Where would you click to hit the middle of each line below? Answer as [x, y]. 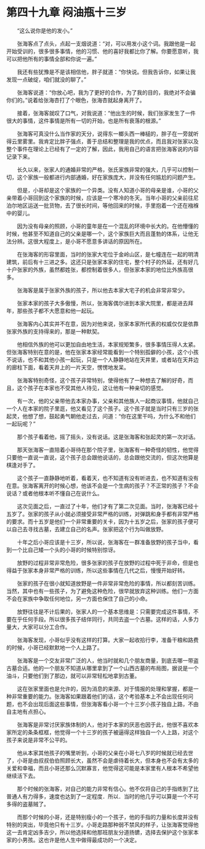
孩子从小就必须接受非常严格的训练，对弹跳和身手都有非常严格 [121, 514]
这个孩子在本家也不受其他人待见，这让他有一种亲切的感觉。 [92, 388]
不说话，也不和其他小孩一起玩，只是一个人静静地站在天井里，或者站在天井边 [103, 359]
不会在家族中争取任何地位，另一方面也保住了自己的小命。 [78, 599]
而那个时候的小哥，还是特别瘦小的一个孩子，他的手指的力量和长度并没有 [108, 817]
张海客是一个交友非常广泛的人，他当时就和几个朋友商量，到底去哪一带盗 [108, 660]
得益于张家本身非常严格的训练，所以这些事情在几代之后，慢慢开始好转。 [97, 570]
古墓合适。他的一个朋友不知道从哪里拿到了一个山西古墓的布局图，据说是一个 [103, 668]
